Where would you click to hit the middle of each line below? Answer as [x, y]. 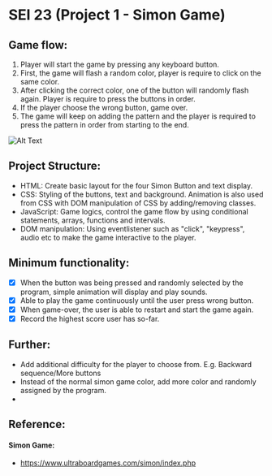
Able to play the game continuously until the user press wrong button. [137, 300]
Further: [30, 345]
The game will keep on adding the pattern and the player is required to [138, 116]
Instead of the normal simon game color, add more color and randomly [138, 381]
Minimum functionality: [69, 263]
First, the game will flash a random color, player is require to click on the [140, 73]
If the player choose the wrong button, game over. [104, 108]
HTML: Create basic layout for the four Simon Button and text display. [136, 185]
